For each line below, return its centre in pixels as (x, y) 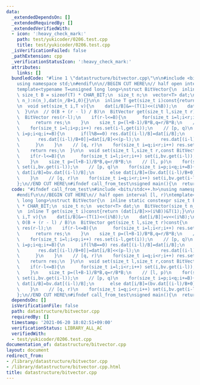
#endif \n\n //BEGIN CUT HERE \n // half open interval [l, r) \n (94, 195)
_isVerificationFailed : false (49, 51)
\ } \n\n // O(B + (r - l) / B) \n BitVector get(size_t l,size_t (102, 112)
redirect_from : (25, 356)
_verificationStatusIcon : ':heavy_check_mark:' (72, 61)
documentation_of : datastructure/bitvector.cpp (66, 345)
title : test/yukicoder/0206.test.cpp (64, 45)
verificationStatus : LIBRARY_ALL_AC (57, 328)
